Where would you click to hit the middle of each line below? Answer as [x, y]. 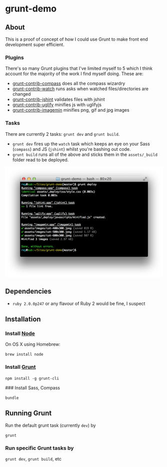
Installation [23, 319]
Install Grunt [20, 367]
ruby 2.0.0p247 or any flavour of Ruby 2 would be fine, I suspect [79, 303]
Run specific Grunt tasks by [39, 448]
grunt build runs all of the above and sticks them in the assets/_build [85, 154]
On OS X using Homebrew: [33, 344]
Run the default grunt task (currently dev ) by [50, 425]
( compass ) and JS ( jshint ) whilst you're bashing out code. [71, 149]
